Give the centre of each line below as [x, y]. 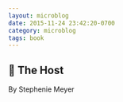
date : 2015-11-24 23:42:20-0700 [61, 23]
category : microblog [42, 30]
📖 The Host [36, 70]
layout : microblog [38, 16]
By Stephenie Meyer [41, 89]
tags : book [26, 38]
